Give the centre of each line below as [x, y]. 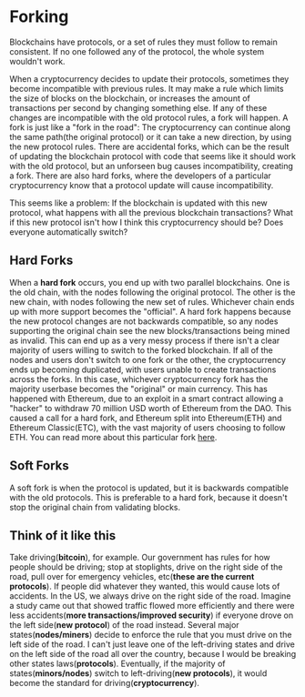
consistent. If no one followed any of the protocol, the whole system [137, 51]
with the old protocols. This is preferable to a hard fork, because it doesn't [149, 497]
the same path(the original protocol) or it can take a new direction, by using [151, 136]
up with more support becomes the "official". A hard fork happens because [150, 311]
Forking [39, 17]
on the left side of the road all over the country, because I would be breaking [153, 654]
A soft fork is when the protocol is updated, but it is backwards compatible [149, 488]
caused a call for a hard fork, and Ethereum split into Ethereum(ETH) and [146, 418]
